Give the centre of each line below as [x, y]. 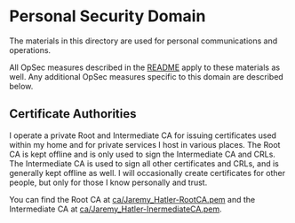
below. [21, 86]
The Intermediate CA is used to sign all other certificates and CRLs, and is [144, 163]
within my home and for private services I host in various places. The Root [145, 144]
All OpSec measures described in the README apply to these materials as [145, 67]
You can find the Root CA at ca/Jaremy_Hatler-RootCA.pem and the [132, 199]
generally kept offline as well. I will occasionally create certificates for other [147, 173]
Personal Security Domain [108, 16]
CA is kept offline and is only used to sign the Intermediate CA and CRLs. [142, 154]
